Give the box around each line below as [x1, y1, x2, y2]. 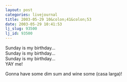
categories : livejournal [5, 12, 58, 17]
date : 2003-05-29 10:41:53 [5, 21, 62, 27]
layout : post [5, 7, 33, 13]
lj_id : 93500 [5, 31, 33, 36]
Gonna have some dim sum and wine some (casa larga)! [5, 71, 122, 76]
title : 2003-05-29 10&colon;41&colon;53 [5, 17, 92, 22]
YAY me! [5, 61, 23, 67]
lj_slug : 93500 [5, 26, 37, 31]
